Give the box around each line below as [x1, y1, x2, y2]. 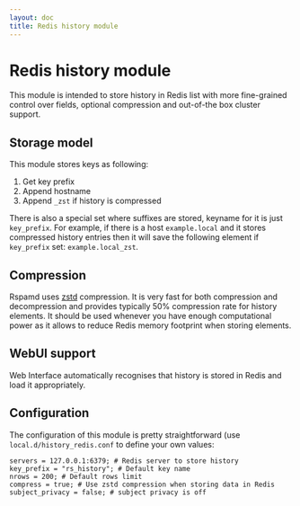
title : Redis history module [9, 22, 119, 31]
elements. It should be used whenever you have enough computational [9, 311, 272, 322]
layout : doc [9, 13, 54, 22]
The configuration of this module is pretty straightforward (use [9, 429, 241, 440]
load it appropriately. [9, 379, 86, 390]
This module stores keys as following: [9, 159, 149, 170]
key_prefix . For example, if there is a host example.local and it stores [9, 222, 267, 234]
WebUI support [9, 346, 96, 361]
